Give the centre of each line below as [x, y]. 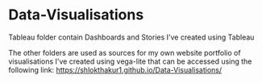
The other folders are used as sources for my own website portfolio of [125, 52]
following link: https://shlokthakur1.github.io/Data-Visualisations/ [115, 69]
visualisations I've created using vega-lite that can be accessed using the [130, 61]
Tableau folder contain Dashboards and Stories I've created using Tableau [131, 37]
